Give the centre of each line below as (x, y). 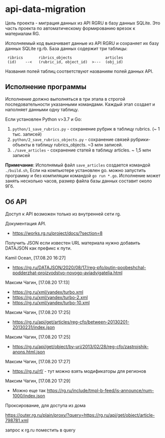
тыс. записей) (27, 134)
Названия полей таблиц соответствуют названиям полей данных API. (79, 71)
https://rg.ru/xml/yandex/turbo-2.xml (50, 297)
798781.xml (17, 420)
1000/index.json (29, 396)
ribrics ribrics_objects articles (65, 58)
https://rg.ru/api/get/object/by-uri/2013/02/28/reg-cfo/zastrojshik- (81, 346)
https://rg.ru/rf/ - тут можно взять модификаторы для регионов (79, 371)
